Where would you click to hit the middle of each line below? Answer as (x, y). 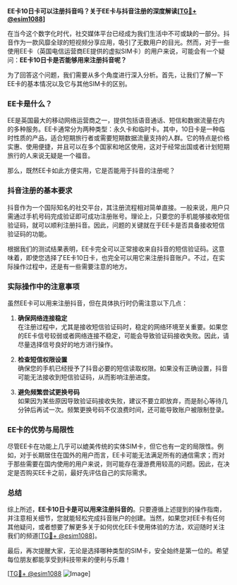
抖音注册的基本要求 (40, 191)
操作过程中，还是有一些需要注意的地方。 (72, 266)
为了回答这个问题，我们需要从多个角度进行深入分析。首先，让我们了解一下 (115, 75)
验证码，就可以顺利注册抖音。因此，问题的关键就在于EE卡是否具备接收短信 (116, 225)
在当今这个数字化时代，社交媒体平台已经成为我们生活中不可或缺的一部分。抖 (119, 33)
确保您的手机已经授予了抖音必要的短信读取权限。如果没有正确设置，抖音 (122, 368)
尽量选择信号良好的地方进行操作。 (67, 344)
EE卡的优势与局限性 (41, 429)
